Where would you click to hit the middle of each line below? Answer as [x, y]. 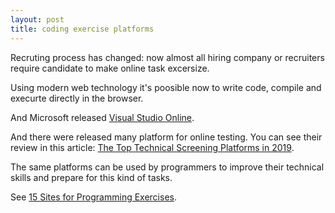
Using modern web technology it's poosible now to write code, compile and [166, 87]
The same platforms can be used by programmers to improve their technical [167, 167]
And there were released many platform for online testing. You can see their [166, 137]
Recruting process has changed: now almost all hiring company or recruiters [167, 57]
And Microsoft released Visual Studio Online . [102, 117]
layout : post [37, 19]
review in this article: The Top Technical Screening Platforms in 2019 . [152, 147]
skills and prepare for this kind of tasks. [91, 177]
